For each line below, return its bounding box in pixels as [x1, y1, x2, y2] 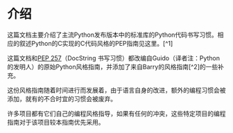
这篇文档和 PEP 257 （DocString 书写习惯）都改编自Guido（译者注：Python [7, 53, 221, 62]
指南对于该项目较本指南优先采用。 [7, 118, 105, 126]
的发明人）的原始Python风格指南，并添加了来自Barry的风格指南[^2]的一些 [7, 62, 218, 71]
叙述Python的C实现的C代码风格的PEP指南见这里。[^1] [19, 39, 173, 47]
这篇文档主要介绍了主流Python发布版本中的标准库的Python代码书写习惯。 [7, 30, 218, 39]
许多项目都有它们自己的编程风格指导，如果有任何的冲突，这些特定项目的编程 [7, 109, 226, 118]
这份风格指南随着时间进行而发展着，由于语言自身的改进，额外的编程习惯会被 [7, 86, 226, 94]
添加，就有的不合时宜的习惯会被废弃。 [7, 94, 116, 103]
